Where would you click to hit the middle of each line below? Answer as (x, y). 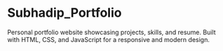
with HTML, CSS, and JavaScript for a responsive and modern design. (109, 39)
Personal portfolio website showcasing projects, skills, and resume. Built (111, 32)
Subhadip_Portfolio (65, 13)
